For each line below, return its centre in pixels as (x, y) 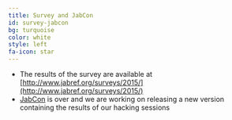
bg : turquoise (32, 30)
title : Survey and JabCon (51, 15)
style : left (28, 45)
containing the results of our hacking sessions (95, 107)
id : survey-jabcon (38, 23)
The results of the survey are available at (86, 74)
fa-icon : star (32, 52)
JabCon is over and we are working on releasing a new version (122, 99)
